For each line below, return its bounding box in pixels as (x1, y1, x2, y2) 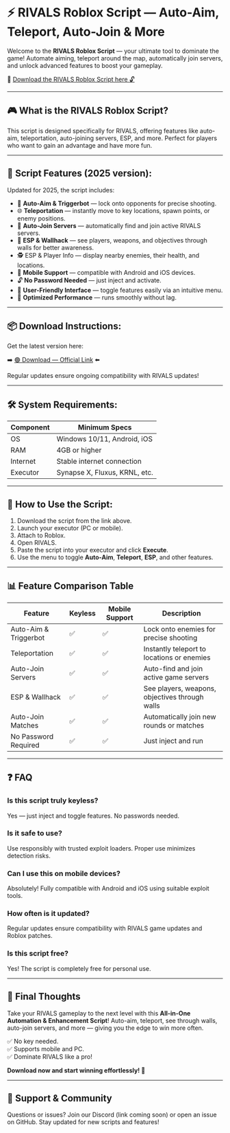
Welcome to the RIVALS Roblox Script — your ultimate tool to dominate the (7, 47, 219, 55)
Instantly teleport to (143, 644, 207, 653)
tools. (7, 892, 23, 900)
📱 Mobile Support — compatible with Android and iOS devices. (16, 268, 196, 276)
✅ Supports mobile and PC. (7, 1044, 84, 1053)
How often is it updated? (7, 909, 90, 919)
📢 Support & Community (7, 1092, 113, 1104)
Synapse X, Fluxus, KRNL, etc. (56, 468, 154, 478)
